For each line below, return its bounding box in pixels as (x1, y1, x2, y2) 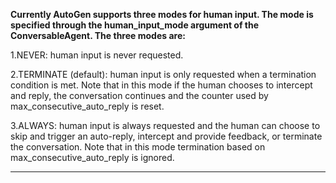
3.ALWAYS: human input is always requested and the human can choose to (10, 120, 321, 131)
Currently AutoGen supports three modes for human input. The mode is (10, 9, 314, 20)
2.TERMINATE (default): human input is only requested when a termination (10, 69, 317, 80)
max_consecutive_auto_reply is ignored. (10, 152, 175, 163)
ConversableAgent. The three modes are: (10, 30, 186, 41)
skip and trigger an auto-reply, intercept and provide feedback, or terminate (10, 130, 323, 142)
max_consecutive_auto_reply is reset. (10, 100, 165, 112)
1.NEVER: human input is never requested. (10, 49, 184, 61)
